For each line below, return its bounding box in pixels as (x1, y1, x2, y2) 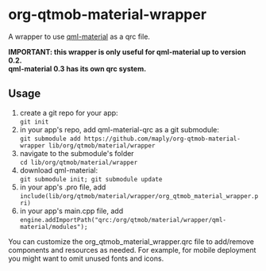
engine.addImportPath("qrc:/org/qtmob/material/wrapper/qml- (19, 216, 227, 223)
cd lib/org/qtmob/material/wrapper (19, 158, 138, 166)
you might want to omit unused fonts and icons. (8, 254, 164, 263)
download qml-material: (19, 165, 98, 175)
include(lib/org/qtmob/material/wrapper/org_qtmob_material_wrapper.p (19, 192, 259, 200)
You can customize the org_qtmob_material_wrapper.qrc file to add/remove (8, 236, 254, 246)
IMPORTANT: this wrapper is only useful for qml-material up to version (8, 47, 246, 56)
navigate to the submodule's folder (19, 148, 134, 158)
